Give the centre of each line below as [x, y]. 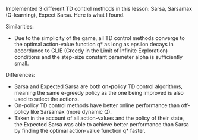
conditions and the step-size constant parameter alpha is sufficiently [98, 57]
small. [21, 63]
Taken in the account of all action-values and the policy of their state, [99, 118]
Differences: [21, 75]
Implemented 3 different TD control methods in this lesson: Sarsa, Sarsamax [99, 9]
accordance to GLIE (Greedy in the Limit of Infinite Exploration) [91, 51]
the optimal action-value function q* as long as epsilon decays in [94, 44]
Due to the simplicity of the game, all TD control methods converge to [99, 38]
